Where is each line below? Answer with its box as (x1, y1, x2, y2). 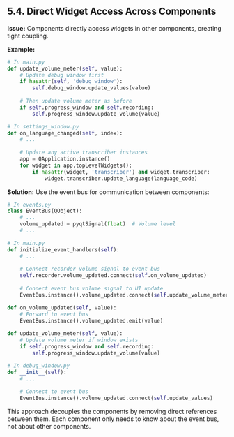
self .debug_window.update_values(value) (32, 84, 151, 91)
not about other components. (7, 422, 91, 431)
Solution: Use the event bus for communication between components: (7, 188, 210, 196)
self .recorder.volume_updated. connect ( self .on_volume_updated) (19, 272, 208, 279)
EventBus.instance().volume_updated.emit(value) (19, 317, 164, 324)
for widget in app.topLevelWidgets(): (19, 162, 132, 169)
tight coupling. (7, 31, 49, 40)
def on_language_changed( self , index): (7, 129, 123, 137)
